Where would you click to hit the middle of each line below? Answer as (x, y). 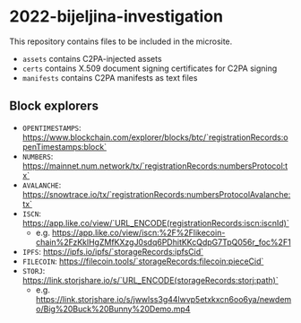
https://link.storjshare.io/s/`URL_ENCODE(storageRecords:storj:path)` (150, 280)
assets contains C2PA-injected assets (92, 58)
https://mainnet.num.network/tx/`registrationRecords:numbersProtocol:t (155, 166)
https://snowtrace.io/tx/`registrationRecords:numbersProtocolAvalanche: (156, 194)
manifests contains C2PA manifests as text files (110, 77)
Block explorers (54, 106)
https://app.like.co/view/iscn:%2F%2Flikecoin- (139, 232)
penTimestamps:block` (64, 146)
